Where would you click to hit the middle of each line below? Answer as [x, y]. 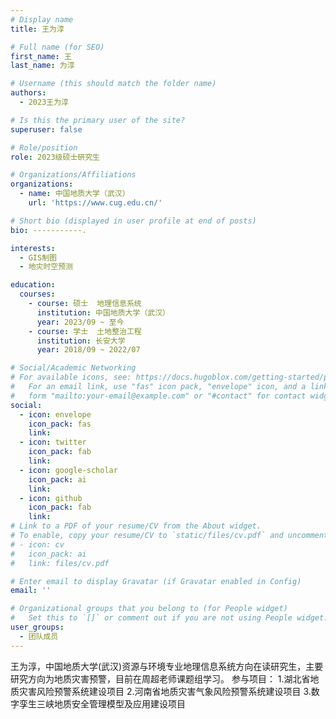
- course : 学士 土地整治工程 [85, 331]
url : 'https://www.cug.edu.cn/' [95, 203]
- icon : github [51, 498]
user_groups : [37, 627]
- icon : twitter [53, 442]
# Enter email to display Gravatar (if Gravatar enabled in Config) [156, 581]
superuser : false [46, 129]
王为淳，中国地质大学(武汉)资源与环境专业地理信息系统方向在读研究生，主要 [167, 666]
